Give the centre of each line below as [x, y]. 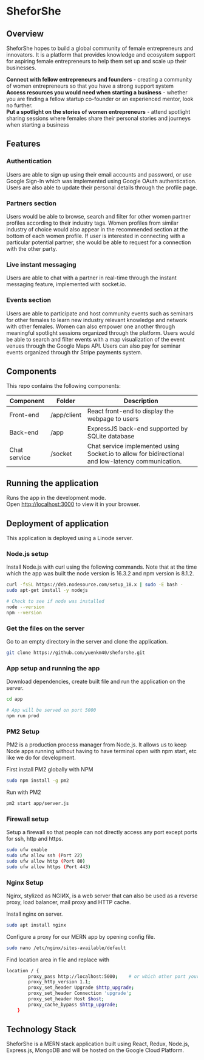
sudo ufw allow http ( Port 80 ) [46, 861]
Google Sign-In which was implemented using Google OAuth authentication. [101, 181]
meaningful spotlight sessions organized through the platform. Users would [100, 332]
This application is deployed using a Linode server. [70, 538]
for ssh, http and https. [35, 839]
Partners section [31, 203]
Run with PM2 [24, 792]
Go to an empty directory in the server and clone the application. [87, 641]
